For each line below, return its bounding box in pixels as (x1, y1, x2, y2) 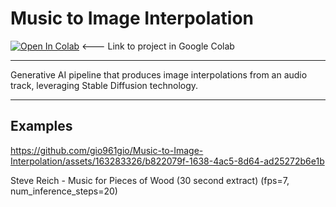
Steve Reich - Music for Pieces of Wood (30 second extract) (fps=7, (10, 174, 290, 186)
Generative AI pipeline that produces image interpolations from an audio (10, 68, 308, 81)
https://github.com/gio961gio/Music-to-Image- (10, 144, 204, 156)
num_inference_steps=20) (10, 185, 118, 197)
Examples (10, 118, 73, 135)
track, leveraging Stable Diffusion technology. (10, 79, 199, 91)
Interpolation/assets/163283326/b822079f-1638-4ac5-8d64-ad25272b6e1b (10, 155, 325, 167)
